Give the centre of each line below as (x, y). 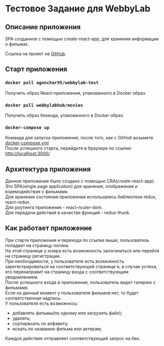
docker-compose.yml (27, 143)
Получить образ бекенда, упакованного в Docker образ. (65, 115)
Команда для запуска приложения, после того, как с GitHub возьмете (79, 138)
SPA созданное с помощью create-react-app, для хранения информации (82, 39)
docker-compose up (27, 127)
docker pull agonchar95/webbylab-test (52, 83)
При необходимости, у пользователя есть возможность (65, 261)
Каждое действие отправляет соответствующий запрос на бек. (73, 338)
